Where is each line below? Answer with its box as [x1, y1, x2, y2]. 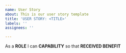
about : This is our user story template [5, 12, 89, 17]
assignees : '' [5, 26, 34, 30]
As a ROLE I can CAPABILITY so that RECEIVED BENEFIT [5, 43, 121, 49]
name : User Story [5, 7, 41, 12]
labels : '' [5, 21, 27, 26]
